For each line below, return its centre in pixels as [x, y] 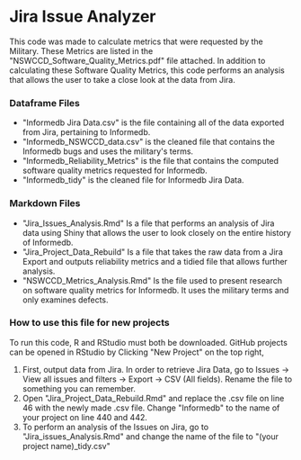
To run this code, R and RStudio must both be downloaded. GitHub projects [148, 342]
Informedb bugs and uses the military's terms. [108, 151]
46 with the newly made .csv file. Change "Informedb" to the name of [151, 408]
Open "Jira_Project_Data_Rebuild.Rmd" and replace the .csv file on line [153, 398]
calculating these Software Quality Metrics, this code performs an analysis [147, 70]
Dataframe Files [45, 103]
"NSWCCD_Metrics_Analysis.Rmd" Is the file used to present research [152, 280]
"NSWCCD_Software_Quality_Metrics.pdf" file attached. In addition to [137, 60]
